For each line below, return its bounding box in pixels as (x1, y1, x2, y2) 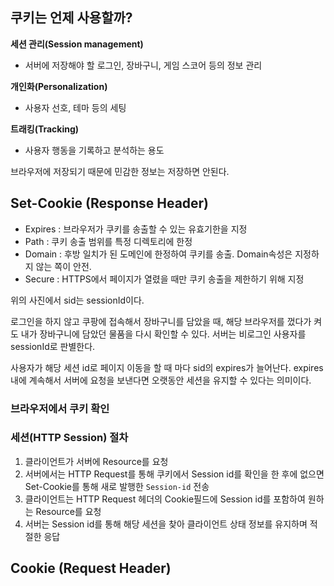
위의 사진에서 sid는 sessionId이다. (10, 294, 145, 306)
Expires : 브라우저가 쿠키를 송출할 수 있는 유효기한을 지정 (24, 223, 248, 235)
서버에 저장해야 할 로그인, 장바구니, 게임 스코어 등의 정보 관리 (24, 59, 263, 71)
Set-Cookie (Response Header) (10, 195, 210, 212)
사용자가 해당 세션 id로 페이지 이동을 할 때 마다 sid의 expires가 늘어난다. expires (10, 361, 324, 373)
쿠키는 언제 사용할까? (10, 9, 133, 27)
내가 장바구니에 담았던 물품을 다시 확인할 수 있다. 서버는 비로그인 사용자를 (20, 328, 307, 340)
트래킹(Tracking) (10, 123, 80, 135)
